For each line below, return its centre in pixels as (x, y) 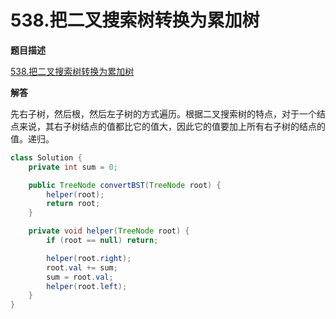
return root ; (73, 204)
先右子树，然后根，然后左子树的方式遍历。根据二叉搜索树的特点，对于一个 (163, 113)
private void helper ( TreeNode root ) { (109, 231)
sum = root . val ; (80, 277)
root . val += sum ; (82, 267)
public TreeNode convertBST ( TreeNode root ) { (125, 185)
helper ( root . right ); (89, 258)
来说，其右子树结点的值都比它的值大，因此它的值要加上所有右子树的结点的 (172, 126)
